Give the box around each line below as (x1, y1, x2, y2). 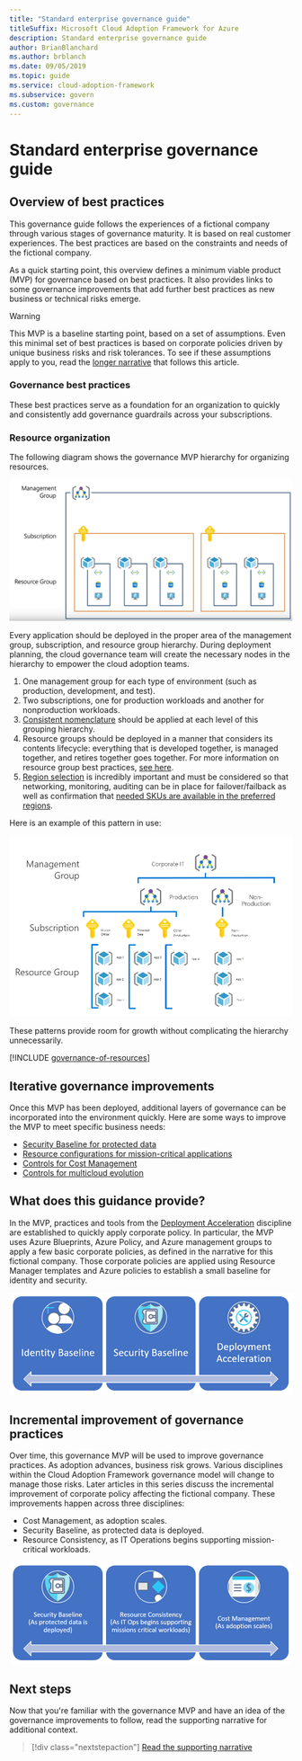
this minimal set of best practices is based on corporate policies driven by (9, 337, 283, 348)
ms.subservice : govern (9, 90, 94, 99)
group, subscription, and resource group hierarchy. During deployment (9, 639, 271, 650)
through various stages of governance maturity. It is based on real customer (9, 227, 291, 238)
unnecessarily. (9, 1035, 64, 1046)
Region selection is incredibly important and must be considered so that (22, 771, 289, 782)
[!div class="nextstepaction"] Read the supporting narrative (31, 1742, 253, 1753)
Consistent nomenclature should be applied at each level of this (22, 714, 259, 725)
